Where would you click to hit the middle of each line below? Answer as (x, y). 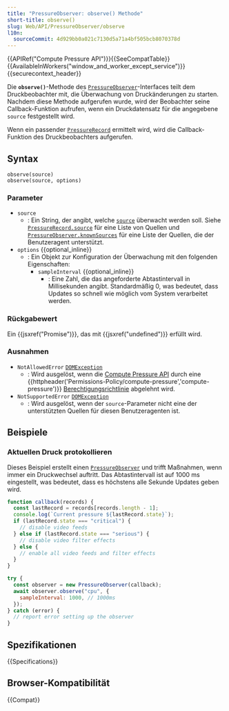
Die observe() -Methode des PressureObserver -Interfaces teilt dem (101, 87)
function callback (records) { (51, 502)
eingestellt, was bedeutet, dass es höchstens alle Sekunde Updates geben (113, 482)
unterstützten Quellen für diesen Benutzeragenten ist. (104, 411)
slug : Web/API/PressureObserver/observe (66, 26)
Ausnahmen (28, 351)
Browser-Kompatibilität (59, 683)
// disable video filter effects (68, 540)
